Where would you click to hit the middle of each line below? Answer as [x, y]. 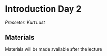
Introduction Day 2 [43, 9]
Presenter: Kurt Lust [25, 22]
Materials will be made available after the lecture [53, 49]
